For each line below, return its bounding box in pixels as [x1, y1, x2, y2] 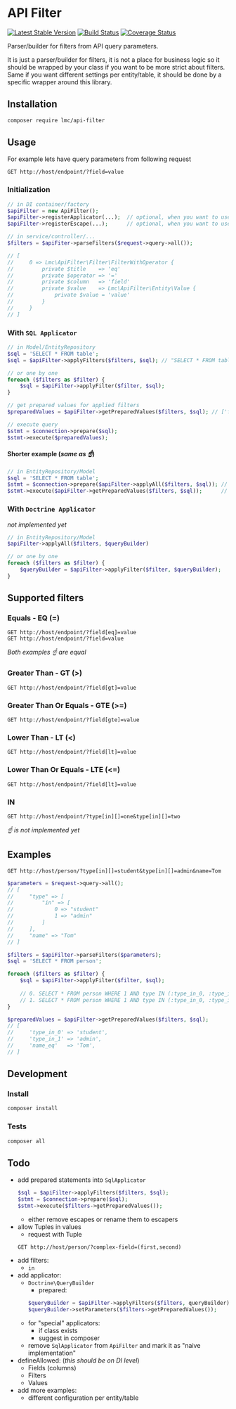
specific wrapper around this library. [7, 77, 112, 86]
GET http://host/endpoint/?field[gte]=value [7, 716, 140, 723]
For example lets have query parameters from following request [7, 155, 192, 163]
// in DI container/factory [7, 200, 90, 208]
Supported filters [7, 592, 84, 604]
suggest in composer [38, 1334, 100, 1342]
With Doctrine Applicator [7, 504, 96, 514]
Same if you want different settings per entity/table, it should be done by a [7, 70, 222, 79]
